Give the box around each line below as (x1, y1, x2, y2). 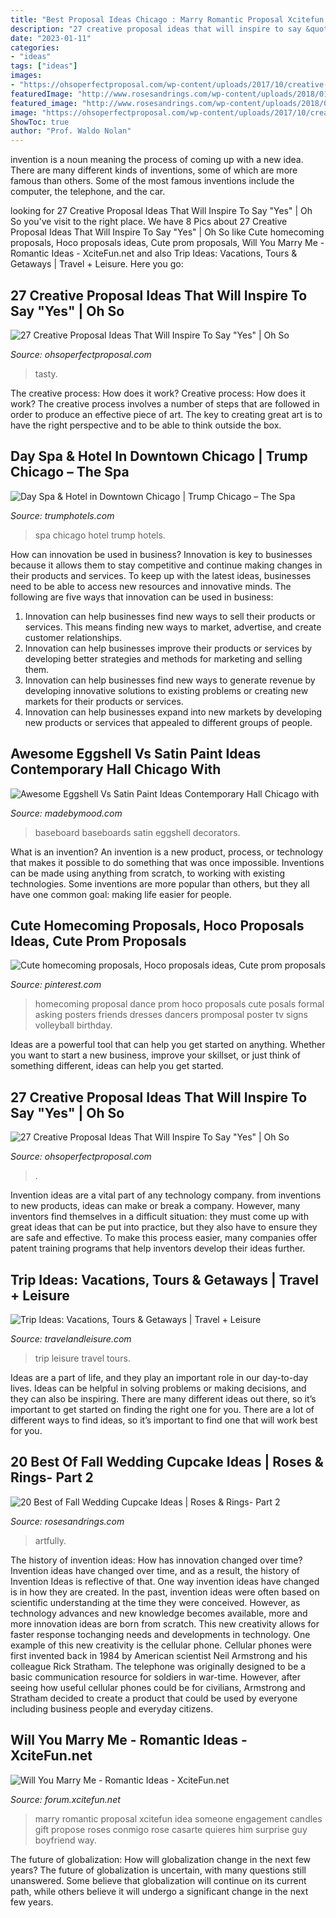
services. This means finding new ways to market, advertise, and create (24, 621, 322, 633)
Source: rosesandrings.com (10, 1515, 125, 1527)
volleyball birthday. (34, 1019, 113, 1031)
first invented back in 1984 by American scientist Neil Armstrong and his (10, 1649, 308, 1661)
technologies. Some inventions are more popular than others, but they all (10, 877, 310, 890)
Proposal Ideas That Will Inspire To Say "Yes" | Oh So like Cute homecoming (10, 226, 325, 238)
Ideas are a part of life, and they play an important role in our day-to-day (10, 1372, 309, 1383)
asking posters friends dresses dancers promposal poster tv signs (34, 1009, 308, 1021)
